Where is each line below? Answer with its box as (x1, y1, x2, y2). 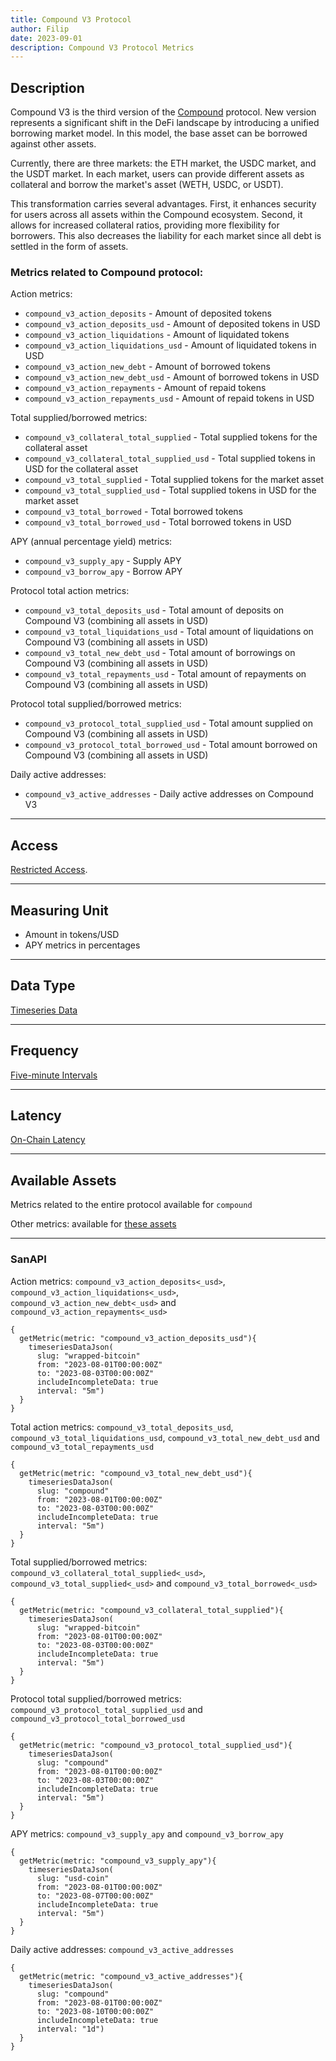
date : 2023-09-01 (10, 33, 83, 43)
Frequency (10, 1042, 79, 1060)
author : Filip (10, 24, 70, 34)
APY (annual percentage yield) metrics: (10, 536, 173, 548)
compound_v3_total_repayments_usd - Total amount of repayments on (24, 668, 307, 680)
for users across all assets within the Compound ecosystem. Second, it (10, 209, 303, 221)
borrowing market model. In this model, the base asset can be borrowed (10, 127, 308, 140)
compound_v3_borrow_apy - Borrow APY (24, 566, 183, 578)
